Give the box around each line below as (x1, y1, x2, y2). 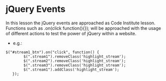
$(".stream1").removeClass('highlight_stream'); (23, 54, 126, 59)
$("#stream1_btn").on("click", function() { (5, 50, 99, 55)
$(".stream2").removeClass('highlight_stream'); (23, 58, 126, 63)
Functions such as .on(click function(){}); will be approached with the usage (5, 25, 161, 31)
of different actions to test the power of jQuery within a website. (5, 30, 137, 36)
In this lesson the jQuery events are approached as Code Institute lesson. (5, 20, 156, 26)
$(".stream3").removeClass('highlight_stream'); (23, 63, 126, 68)
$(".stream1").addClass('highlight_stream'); (23, 67, 120, 72)
